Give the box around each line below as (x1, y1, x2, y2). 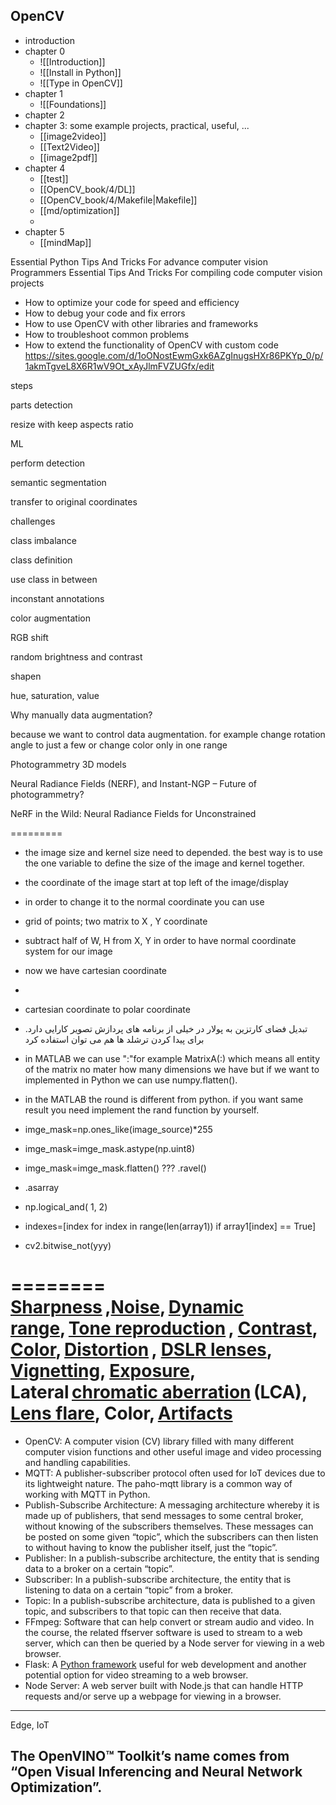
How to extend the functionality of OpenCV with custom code (24, 339, 279, 351)
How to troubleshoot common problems (24, 328, 190, 340)
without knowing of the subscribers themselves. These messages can (24, 1520, 314, 1532)
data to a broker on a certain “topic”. (24, 1562, 175, 1574)
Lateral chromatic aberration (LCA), (10, 1381, 308, 1403)
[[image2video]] (39, 130, 107, 142)
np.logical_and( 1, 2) (24, 1200, 108, 1213)
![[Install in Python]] (39, 66, 122, 78)
